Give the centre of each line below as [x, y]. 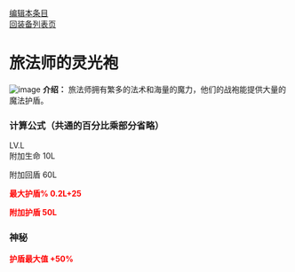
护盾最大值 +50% [41, 259]
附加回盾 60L [33, 175]
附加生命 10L [32, 156]
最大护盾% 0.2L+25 [45, 194]
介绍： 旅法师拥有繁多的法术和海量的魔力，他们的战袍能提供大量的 [165, 89]
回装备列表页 [32, 24]
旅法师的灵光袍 [64, 63]
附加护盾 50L [33, 213]
